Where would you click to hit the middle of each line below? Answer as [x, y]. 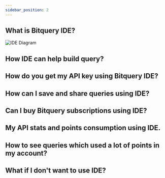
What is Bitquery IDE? [40, 31]
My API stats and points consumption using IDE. [83, 128]
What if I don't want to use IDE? [56, 171]
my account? [26, 153]
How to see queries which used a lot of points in [82, 145]
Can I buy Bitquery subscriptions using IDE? [76, 111]
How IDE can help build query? [55, 59]
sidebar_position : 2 [27, 10]
